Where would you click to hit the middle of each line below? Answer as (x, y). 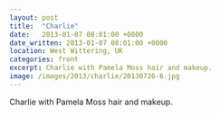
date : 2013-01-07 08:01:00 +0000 (77, 34)
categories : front (44, 59)
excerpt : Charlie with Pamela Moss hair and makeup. (111, 68)
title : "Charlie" (44, 26)
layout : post (34, 18)
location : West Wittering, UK (67, 51)
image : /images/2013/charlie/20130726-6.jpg (95, 76)
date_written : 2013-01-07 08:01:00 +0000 (89, 43)
